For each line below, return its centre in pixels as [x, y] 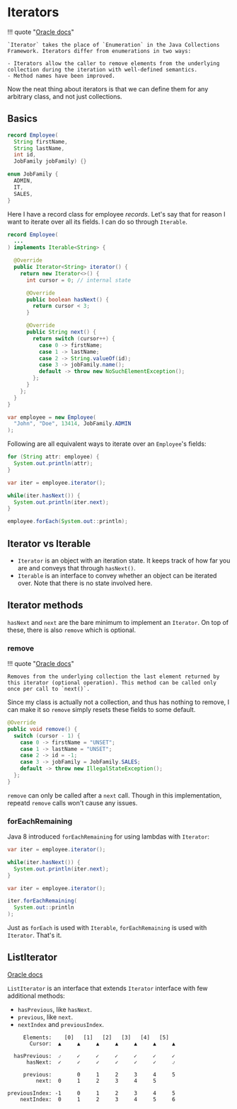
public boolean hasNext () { [68, 299]
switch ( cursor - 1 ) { [47, 736]
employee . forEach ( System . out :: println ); [68, 522]
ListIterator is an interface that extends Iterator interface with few [108, 988]
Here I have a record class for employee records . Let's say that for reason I [116, 214]
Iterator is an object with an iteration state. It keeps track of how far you [124, 561]
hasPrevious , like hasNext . [54, 1009]
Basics [22, 119]
